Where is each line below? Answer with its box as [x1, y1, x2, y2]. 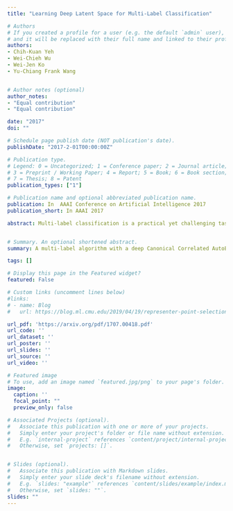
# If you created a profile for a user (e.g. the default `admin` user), [7, 29, 225, 36]
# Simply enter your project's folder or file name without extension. [7, 429, 225, 437]
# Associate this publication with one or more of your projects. [7, 423, 209, 430]
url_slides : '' [7, 347, 51, 354]
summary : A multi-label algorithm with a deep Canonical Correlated [7, 245, 209, 252]
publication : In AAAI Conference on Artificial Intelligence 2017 [7, 201, 207, 208]
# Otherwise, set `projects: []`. [7, 442, 113, 449]
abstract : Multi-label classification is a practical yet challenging [7, 220, 216, 227]
